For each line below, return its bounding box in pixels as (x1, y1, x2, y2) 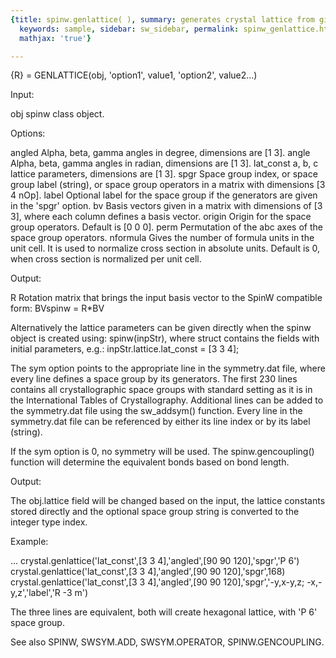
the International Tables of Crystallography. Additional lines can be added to (10, 394, 324, 406)
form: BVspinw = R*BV (10, 302, 105, 315)
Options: (10, 127, 46, 140)
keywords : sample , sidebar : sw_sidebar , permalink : (19, 24, 240, 34)
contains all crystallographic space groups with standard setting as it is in (10, 384, 313, 396)
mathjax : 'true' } (19, 33, 92, 43)
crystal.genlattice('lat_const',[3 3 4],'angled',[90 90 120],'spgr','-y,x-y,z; (10, 576, 305, 588)
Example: (10, 536, 49, 548)
